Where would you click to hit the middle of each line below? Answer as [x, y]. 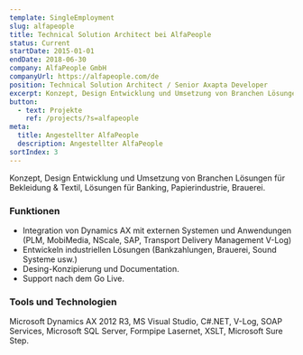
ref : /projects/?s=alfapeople [83, 118]
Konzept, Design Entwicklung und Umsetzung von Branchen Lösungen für [147, 178]
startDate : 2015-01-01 [52, 51]
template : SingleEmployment [62, 18]
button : [24, 102]
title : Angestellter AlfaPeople [78, 135]
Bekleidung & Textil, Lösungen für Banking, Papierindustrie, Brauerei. [138, 187]
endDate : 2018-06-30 [48, 60]
